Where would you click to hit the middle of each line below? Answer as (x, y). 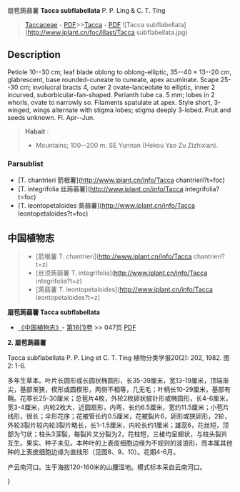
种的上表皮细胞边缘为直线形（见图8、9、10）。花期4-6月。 (94, 451)
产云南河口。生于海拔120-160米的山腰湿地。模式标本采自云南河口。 (107, 467)
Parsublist (26, 164)
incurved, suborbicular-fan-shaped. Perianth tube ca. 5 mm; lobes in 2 (111, 94)
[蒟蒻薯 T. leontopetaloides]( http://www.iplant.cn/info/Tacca (124, 289)
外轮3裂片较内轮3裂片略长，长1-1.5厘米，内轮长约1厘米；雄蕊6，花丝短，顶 (118, 425)
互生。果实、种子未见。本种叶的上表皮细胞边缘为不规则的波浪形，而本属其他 (120, 443)
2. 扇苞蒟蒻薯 (27, 342)
